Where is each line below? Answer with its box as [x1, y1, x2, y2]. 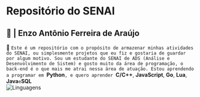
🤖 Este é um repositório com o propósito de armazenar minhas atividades [6, 44, 193, 51]
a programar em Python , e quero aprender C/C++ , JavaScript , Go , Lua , [6, 71, 187, 78]
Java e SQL [6, 78, 32, 84]
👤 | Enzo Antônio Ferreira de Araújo [6, 28, 140, 38]
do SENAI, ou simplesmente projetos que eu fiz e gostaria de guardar [6, 50, 186, 56]
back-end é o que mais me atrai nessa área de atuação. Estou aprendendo [6, 66, 195, 72]
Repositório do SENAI [6, 4, 115, 18]
